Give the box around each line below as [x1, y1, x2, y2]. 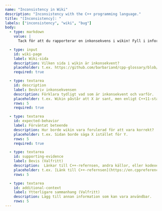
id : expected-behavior [13, 119, 59, 124]
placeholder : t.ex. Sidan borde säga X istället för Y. [13, 132, 129, 137]
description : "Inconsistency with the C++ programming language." [5, 12, 141, 16]
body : [5, 25, 16, 30]
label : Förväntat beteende [13, 123, 68, 128]
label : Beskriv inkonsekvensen [13, 87, 77, 92]
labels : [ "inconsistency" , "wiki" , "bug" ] [5, 20, 92, 26]
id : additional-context [13, 185, 62, 190]
